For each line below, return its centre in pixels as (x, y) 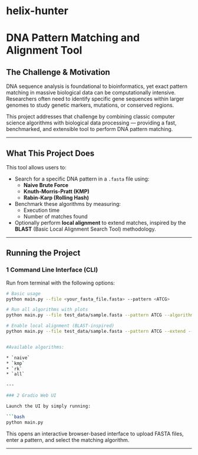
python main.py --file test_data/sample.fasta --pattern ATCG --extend (96, 332)
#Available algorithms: (35, 347)
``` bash (16, 417)
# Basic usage (24, 293)
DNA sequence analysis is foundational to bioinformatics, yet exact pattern (97, 86)
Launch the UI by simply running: (49, 406)
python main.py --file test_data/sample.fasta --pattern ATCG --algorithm (100, 315)
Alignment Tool (44, 50)
